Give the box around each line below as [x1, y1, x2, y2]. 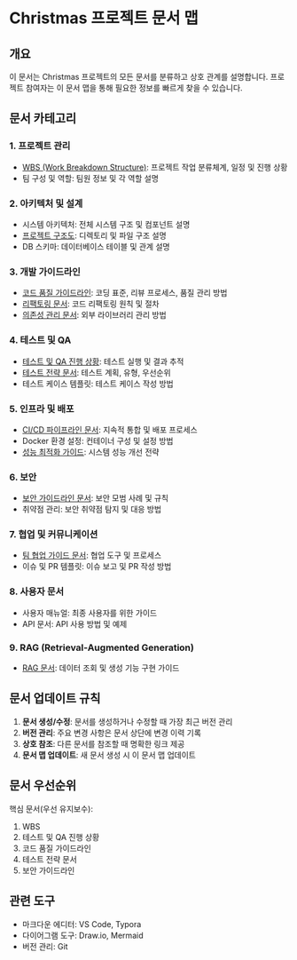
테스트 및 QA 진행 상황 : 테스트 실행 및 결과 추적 [21, 356, 184, 367]
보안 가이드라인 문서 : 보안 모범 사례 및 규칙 [21, 493, 169, 504]
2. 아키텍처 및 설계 [9, 197, 83, 210]
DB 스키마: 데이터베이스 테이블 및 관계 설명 [21, 241, 170, 251]
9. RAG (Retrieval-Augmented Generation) [9, 641, 195, 654]
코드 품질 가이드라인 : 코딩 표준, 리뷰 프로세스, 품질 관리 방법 [21, 288, 228, 298]
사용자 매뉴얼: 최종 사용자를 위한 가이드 [21, 607, 158, 618]
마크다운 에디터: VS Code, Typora [21, 918, 142, 929]
